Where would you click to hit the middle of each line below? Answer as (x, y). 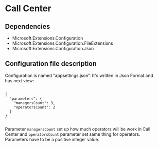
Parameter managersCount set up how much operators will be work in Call (78, 129)
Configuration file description (51, 64)
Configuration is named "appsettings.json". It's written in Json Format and (79, 75)
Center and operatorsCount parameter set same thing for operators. (73, 134)
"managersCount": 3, (35, 103)
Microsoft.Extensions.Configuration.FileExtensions (62, 43)
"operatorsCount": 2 (35, 107)
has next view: (19, 80)
